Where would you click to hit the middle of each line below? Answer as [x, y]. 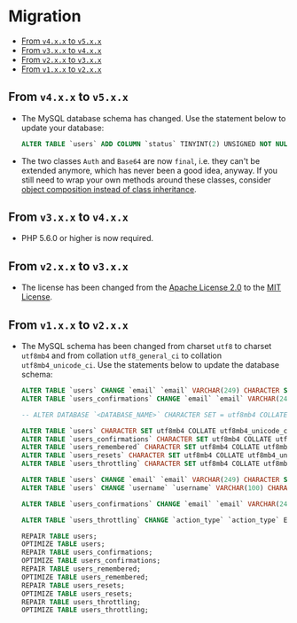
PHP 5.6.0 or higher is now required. [87, 238]
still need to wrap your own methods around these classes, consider [146, 180]
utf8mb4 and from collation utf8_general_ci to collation [121, 355]
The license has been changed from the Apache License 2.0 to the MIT [151, 288]
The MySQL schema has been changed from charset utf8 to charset [146, 347]
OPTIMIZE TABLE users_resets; [77, 594]
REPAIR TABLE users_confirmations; [87, 553]
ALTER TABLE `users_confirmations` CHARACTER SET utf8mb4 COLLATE [146, 439]
